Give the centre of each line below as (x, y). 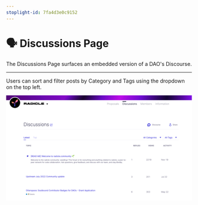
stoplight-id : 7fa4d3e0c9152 (42, 12)
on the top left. (24, 87)
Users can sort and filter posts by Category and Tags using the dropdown (95, 81)
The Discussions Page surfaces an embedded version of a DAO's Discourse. (99, 64)
